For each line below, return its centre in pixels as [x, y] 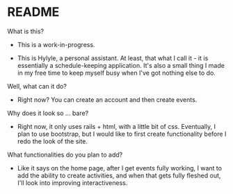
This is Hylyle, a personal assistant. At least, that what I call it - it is [113, 58]
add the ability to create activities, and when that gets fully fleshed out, [119, 175]
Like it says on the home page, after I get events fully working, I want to [120, 168]
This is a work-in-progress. [56, 44]
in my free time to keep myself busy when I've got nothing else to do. [116, 73]
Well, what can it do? [37, 86]
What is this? [25, 31]
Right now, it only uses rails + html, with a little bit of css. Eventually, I [116, 126]
